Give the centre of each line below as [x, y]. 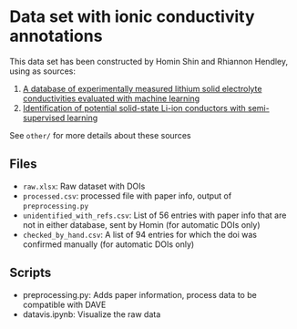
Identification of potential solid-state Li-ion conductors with [134, 108]
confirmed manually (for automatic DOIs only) [108, 244]
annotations [56, 36]
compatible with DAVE [64, 304]
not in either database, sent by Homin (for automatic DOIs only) [141, 224]
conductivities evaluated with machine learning [111, 98]
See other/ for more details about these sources [100, 135]
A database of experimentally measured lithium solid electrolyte [142, 88]
